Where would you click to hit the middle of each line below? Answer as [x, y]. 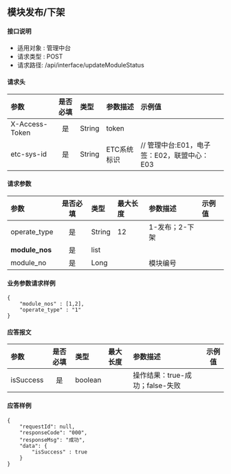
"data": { [34, 446]
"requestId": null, [47, 427]
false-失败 [164, 385]
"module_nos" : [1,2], [52, 304]
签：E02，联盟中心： [175, 155]
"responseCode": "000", [54, 432]
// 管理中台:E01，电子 [176, 145]
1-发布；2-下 [172, 227]
